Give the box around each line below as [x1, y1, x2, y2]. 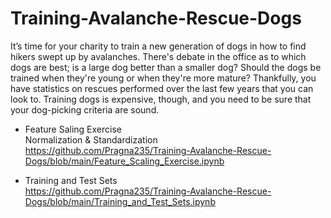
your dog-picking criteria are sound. [10, 103, 160, 116]
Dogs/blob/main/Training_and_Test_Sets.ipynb [24, 195, 216, 207]
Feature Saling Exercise [24, 123, 122, 135]
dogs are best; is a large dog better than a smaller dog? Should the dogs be [10, 61, 322, 73]
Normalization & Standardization [24, 133, 158, 146]
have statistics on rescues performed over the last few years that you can [10, 82, 314, 94]
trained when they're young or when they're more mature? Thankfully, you [10, 72, 317, 84]
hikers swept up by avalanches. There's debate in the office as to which [10, 50, 307, 62]
